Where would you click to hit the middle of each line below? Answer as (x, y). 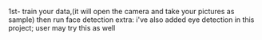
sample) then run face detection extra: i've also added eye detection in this (131, 20)
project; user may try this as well (62, 28)
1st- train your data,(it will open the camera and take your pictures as (121, 11)
